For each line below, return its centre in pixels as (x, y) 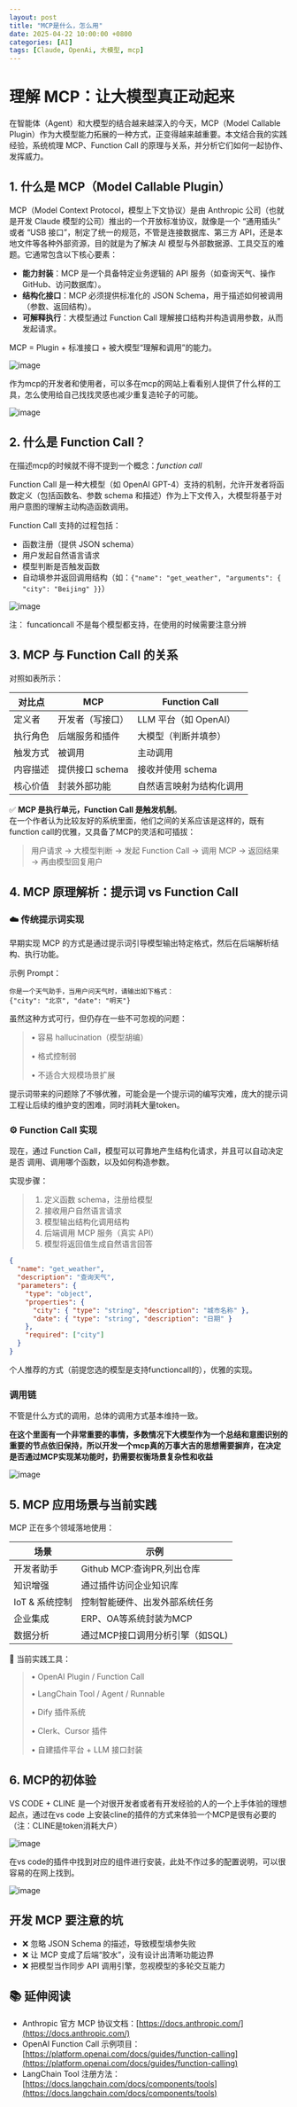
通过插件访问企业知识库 (129, 1586)
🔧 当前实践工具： (40, 1659)
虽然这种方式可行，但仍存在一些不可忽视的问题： (98, 1018)
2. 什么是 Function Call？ (78, 443)
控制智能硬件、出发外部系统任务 (147, 1603)
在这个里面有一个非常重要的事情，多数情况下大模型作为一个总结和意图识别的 (148, 1435)
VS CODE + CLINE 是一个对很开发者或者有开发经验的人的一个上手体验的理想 (148, 1803)
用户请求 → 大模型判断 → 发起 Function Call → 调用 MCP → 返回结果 (155, 850)
